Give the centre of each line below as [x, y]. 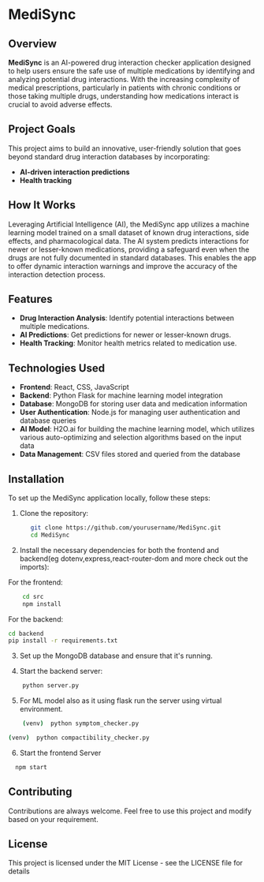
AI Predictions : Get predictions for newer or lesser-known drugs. [125, 335]
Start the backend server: [61, 671]
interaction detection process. [57, 275]
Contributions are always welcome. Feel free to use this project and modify [130, 811]
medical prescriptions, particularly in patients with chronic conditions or [125, 88]
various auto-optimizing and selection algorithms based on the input [130, 437]
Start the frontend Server [60, 753]
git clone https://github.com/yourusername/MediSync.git [126, 528]
